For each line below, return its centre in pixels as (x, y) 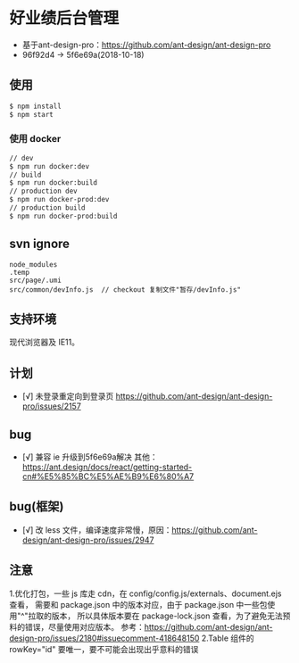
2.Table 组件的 (228, 638)
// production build (48, 208)
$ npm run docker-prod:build (63, 216)
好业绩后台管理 (64, 18)
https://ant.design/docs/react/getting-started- (107, 467)
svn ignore (39, 244)
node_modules (33, 264)
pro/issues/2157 (52, 406)
